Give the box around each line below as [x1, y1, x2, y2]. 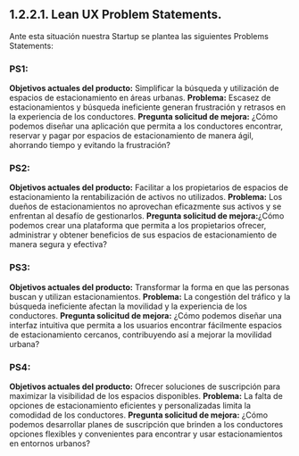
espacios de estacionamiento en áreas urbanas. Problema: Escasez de [9, 93, 271, 104]
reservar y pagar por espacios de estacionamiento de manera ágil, [9, 130, 254, 141]
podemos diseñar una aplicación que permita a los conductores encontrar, [9, 120, 284, 132]
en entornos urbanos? [9, 438, 91, 449]
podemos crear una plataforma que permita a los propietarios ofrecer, [9, 220, 267, 231]
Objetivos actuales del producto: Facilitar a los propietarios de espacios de [9, 182, 288, 193]
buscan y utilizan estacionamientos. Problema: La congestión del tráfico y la [9, 291, 291, 302]
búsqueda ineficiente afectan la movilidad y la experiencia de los [9, 301, 247, 311]
